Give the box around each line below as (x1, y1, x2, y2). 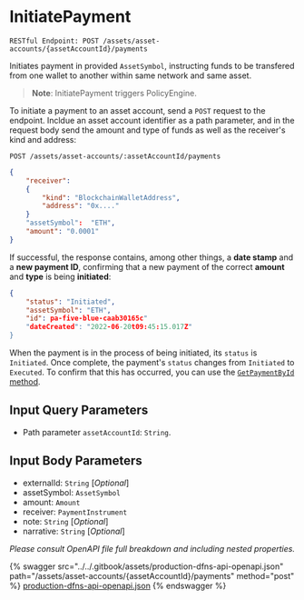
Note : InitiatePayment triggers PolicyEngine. (31, 87, 198, 98)
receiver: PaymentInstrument (22, 506, 128, 517)
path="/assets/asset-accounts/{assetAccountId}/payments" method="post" (9, 570, 295, 581)
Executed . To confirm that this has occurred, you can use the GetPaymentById (9, 366, 295, 378)
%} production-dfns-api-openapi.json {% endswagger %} (9, 580, 227, 591)
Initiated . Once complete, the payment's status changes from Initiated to (9, 357, 295, 368)
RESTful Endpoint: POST (9, 36, 100, 45)
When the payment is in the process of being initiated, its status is (9, 347, 258, 358)
